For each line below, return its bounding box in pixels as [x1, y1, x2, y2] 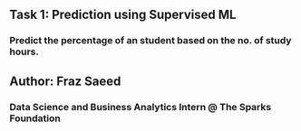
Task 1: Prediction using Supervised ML [9, 7, 237, 23]
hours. [9, 45, 39, 58]
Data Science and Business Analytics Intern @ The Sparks [9, 100, 272, 113]
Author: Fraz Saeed [9, 73, 121, 89]
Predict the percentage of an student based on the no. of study [9, 34, 292, 47]
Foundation [9, 112, 61, 125]
